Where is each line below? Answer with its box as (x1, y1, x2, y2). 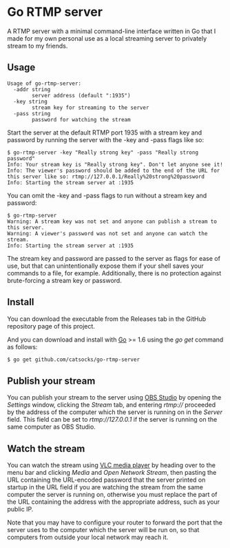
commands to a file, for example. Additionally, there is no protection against (7, 268, 222, 277)
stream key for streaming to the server (32, 104, 149, 111)
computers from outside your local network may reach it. (7, 533, 169, 542)
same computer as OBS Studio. (7, 422, 96, 431)
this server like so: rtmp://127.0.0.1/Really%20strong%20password (7, 173, 205, 180)
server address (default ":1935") (32, 92, 131, 99)
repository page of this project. (7, 322, 95, 330)
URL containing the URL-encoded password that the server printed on (7, 476, 206, 484)
